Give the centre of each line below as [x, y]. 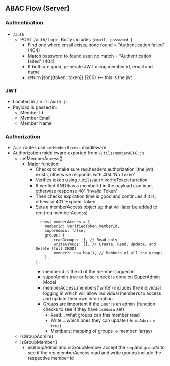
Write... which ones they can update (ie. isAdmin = [103, 320]
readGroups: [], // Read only [86, 240]
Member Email [35, 118]
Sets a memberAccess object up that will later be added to [96, 207]
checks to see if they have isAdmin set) [83, 309]
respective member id [50, 358]
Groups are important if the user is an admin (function [99, 304]
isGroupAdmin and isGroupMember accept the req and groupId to [96, 347]
